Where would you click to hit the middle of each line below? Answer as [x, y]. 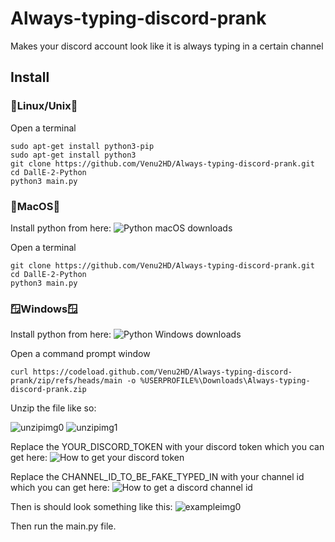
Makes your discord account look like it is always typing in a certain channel [167, 46]
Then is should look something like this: [91, 507]
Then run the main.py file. [63, 526]
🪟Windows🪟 [44, 309]
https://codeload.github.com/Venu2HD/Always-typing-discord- [162, 372]
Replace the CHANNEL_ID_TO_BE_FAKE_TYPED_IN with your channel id [157, 477]
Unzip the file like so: [53, 408]
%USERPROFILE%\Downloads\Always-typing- [225, 381]
